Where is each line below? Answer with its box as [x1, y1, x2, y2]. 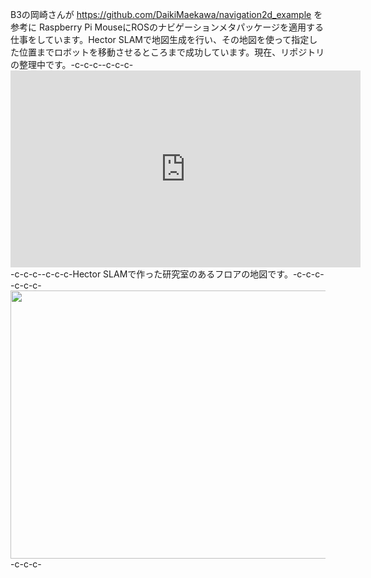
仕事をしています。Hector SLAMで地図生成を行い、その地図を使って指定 [10, 34, 310, 45]
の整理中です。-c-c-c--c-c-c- [10, 59, 134, 70]
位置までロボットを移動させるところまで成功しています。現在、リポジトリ [18, 46, 325, 58]
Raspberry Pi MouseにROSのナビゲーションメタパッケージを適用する [38, 21, 325, 33]
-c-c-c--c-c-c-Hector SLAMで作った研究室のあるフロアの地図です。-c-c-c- [10, 268, 325, 280]
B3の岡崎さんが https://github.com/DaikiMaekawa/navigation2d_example [10, 9, 312, 20]
